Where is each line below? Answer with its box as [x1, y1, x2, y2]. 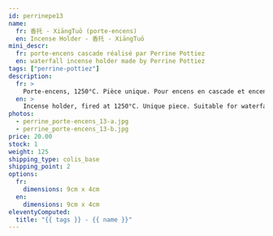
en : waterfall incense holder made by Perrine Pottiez [15, 58, 206, 66]
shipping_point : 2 [8, 163, 71, 171]
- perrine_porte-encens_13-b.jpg [15, 125, 129, 133]
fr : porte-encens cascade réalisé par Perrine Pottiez [15, 49, 206, 58]
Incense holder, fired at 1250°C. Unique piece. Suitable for [23, 102, 238, 110]
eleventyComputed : [8, 208, 71, 216]
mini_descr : [8, 42, 49, 50]
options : [8, 170, 38, 178]
